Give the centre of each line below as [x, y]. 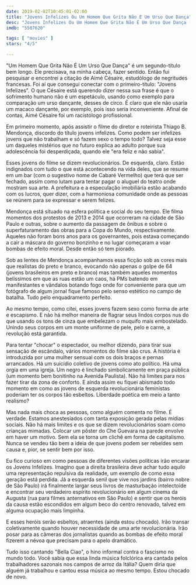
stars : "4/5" [22, 44]
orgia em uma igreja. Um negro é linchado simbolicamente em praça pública [98, 370]
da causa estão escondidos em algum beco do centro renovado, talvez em [96, 504]
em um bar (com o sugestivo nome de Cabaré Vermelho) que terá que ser [95, 175]
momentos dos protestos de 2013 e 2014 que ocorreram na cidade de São [95, 218]
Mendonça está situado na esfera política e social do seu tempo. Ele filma [94, 211]
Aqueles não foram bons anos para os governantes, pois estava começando [98, 236]
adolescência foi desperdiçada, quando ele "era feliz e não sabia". [85, 152]
